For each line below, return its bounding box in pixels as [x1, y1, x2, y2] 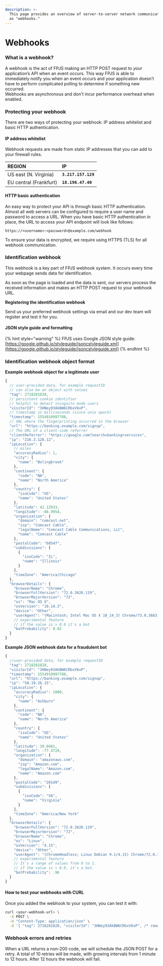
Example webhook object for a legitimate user [5, 369, 99, 375]
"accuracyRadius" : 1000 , [14, 690, 64, 695]
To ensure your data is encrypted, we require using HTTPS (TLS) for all [5, 237, 147, 242]
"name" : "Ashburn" [17, 699, 55, 704]
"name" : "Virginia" [22, 798, 62, 803]
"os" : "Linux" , [14, 838, 45, 843]
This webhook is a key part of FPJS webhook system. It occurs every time [5, 265, 153, 271]
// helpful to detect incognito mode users [9, 401, 98, 406]
